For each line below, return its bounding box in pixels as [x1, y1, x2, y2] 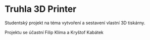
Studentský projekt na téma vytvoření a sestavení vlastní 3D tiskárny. [4, 20, 146, 26]
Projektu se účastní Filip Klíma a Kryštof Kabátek [4, 29, 103, 35]
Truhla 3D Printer [4, 3, 77, 15]
